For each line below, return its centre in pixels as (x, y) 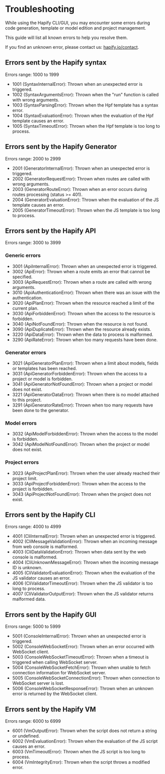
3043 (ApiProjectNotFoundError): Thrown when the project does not (82, 494)
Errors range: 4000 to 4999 (33, 527)
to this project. (27, 400)
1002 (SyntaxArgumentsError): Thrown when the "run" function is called (85, 94)
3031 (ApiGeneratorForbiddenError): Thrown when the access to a (80, 373)
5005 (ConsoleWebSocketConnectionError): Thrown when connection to (86, 678)
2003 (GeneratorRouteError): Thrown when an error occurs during (80, 189)
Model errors (21, 423)
